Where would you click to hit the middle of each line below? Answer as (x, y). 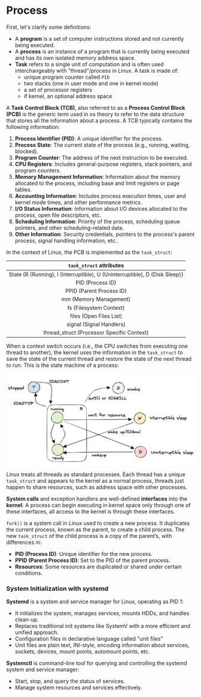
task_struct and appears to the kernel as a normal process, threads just (95, 481)
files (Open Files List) (96, 316)
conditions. (29, 573)
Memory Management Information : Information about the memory (98, 177)
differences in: (24, 542)
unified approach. (36, 632)
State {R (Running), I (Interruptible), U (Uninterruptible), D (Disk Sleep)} (96, 274)
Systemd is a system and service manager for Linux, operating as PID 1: (95, 602)
